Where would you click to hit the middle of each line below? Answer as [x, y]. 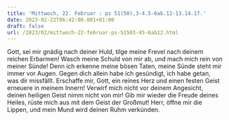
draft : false [26, 26]
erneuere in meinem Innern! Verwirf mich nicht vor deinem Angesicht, [105, 88]
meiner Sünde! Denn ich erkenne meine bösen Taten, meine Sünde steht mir [114, 66]
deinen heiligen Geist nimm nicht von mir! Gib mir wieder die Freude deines [113, 95]
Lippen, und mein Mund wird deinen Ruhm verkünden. [84, 110]
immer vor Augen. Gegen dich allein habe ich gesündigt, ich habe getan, [109, 74]
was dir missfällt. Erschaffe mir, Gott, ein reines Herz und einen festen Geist [113, 81]
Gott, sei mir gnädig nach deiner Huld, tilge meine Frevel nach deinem [105, 52]
